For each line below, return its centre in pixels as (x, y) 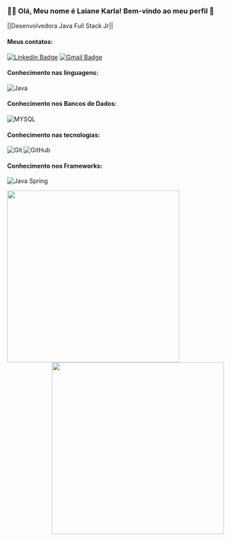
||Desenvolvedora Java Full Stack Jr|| (60, 26)
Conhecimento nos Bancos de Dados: (62, 104)
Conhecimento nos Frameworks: (55, 166)
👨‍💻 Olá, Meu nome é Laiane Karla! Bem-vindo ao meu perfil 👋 (111, 11)
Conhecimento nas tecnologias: (54, 135)
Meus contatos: (30, 41)
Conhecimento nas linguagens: (53, 73)
